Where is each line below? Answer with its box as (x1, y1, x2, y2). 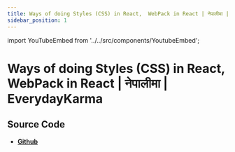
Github (17, 137, 38, 146)
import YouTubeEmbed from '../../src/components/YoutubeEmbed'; (7, 36, 200, 44)
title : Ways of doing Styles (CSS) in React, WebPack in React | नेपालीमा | (7, 10, 229, 18)
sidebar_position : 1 (7, 17, 68, 24)
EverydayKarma (7, 90, 104, 106)
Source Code (7, 118, 65, 130)
